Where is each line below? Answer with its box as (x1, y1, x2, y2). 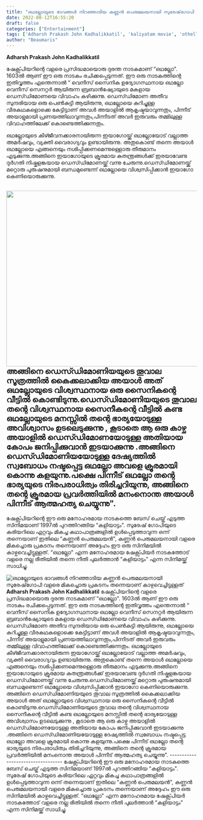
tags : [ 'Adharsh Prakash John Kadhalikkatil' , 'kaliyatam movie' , (6, 31, 177, 37)
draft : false (6, 20, 39, 26)
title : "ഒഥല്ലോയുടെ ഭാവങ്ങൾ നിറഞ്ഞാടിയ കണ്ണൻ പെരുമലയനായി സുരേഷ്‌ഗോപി (6, 8, 195, 15)
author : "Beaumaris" (6, 37, 59, 43)
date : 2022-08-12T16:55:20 (6, 15, 74, 21)
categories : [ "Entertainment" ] (6, 25, 85, 32)
